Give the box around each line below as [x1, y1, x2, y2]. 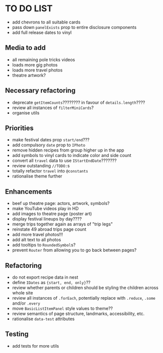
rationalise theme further [12, 173, 63, 179]
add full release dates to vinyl [12, 29, 72, 35]
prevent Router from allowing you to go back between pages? [12, 247, 137, 253]
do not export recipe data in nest [12, 274, 78, 280]
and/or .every [12, 300, 41, 306]
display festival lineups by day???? [12, 216, 82, 222]
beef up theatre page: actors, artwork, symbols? [12, 200, 110, 206]
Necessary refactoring [5, 87, 76, 95]
